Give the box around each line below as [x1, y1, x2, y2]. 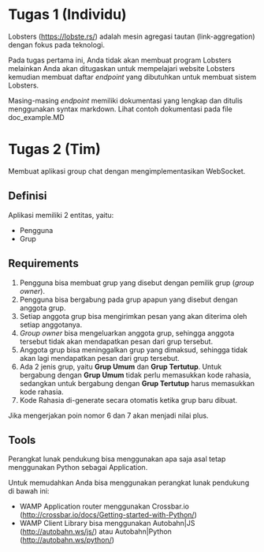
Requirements [8, 257, 79, 270]
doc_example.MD [8, 112, 65, 122]
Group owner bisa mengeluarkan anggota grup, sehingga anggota [19, 328, 235, 337]
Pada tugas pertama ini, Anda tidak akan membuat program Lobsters [8, 55, 232, 65]
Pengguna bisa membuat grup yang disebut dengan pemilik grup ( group [19, 278, 255, 287]
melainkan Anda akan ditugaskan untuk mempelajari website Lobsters [8, 63, 235, 73]
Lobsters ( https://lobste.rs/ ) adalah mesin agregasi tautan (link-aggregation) [8, 32, 255, 41]
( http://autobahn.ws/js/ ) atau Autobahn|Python [19, 527, 172, 536]
